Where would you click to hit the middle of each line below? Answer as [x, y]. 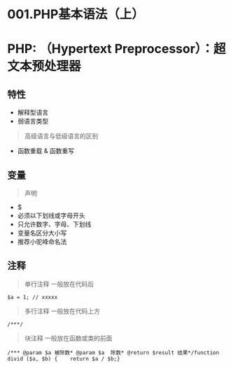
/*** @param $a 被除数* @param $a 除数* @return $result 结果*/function [113, 353]
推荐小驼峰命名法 [42, 241]
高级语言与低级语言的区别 [61, 136]
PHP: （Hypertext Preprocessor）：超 [116, 49]
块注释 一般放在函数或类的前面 [68, 338]
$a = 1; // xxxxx [33, 297]
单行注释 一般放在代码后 [59, 284]
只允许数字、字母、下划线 [54, 224]
